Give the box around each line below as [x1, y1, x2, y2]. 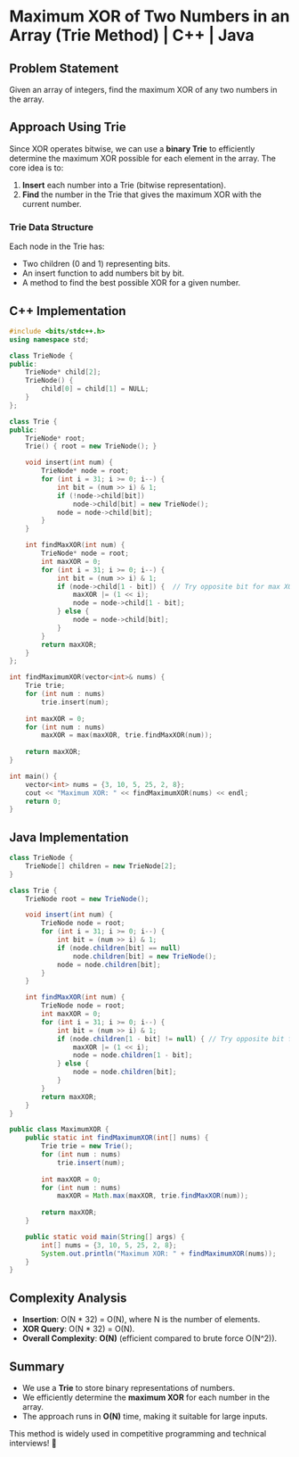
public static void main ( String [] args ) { [25, 1232, 185, 1241]
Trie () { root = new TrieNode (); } [25, 442, 158, 451]
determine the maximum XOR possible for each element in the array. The [9, 153, 276, 163]
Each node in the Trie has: [9, 241, 105, 252]
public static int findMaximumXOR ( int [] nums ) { [25, 1133, 209, 1143]
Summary [9, 1359, 65, 1374]
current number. [21, 198, 82, 209]
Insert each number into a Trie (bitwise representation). [21, 179, 227, 190]
